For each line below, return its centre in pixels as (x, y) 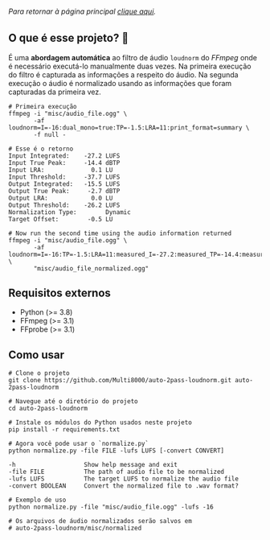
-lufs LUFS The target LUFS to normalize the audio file (124, 479)
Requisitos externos (59, 293)
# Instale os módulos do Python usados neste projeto (100, 423)
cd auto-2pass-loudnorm (48, 409)
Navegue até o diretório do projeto (77, 402)
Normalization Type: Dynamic (70, 212)
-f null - (50, 134)
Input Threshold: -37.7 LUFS (64, 177)
